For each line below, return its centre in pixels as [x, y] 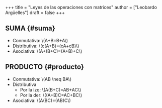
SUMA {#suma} [30, 28]
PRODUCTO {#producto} [45, 67]
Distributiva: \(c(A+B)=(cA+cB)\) [46, 46]
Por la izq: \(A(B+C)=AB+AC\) [51, 89]
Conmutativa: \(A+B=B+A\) [40, 40]
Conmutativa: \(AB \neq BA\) [42, 79]
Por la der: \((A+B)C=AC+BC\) [51, 95]
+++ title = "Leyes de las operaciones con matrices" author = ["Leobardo [81, 7]
